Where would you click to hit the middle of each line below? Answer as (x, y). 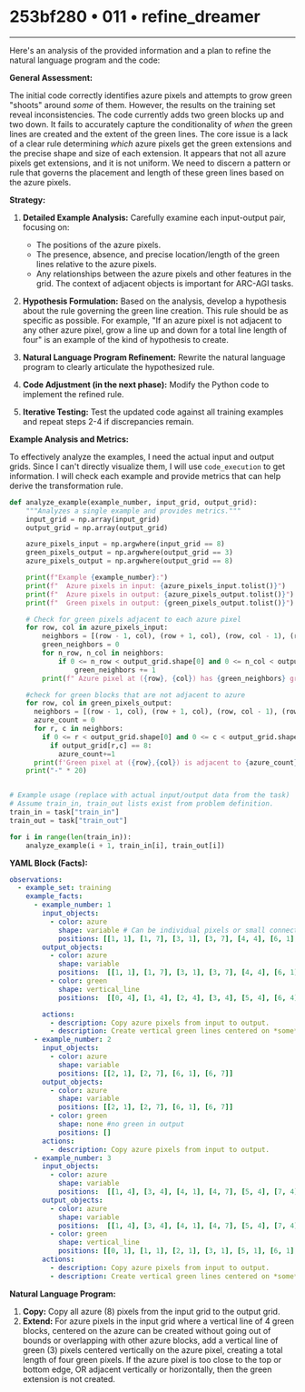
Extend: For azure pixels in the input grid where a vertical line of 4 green (158, 1321)
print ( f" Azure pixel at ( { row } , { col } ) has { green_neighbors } (164, 678)
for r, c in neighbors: (79, 729)
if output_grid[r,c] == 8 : (101, 746)
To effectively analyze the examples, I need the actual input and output (142, 456)
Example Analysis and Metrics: (69, 439)
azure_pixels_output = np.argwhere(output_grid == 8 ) (129, 561)
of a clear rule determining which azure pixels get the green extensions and (151, 144)
